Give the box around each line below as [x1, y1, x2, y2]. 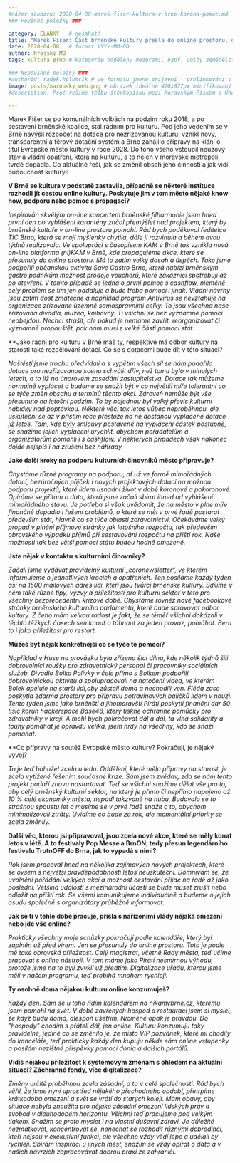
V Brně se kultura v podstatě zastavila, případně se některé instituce [8, 182, 216, 190]
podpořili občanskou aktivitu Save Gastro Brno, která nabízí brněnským [8, 264, 219, 272]
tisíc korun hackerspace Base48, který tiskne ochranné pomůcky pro [8, 706, 212, 716]
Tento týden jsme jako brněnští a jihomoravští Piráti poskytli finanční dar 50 [8, 699, 231, 708]
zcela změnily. [8, 818, 51, 826]
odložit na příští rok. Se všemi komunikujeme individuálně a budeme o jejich [8, 891, 231, 899]
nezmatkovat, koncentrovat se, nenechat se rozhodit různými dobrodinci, [8, 1125, 224, 1133]
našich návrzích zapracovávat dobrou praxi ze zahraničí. [8, 1147, 177, 1156]
